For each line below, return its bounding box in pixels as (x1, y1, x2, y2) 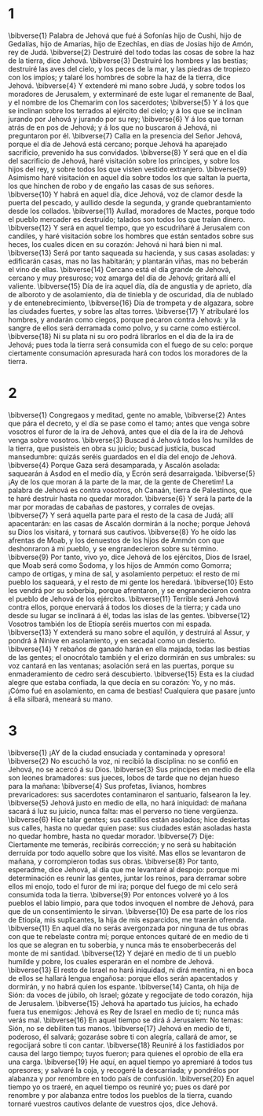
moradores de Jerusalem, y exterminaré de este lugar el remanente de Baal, (8, 89, 254, 98)
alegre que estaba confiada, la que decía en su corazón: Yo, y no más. (8, 677, 236, 687)
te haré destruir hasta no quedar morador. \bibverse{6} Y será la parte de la (8, 493, 253, 503)
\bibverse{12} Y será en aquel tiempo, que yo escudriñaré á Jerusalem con (8, 223, 250, 232)
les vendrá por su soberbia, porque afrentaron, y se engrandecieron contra (8, 585, 251, 595)
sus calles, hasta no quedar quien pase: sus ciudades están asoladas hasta (8, 823, 252, 832)
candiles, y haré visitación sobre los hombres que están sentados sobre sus (8, 231, 254, 241)
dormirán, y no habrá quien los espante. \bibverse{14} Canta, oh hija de (8, 982, 239, 991)
